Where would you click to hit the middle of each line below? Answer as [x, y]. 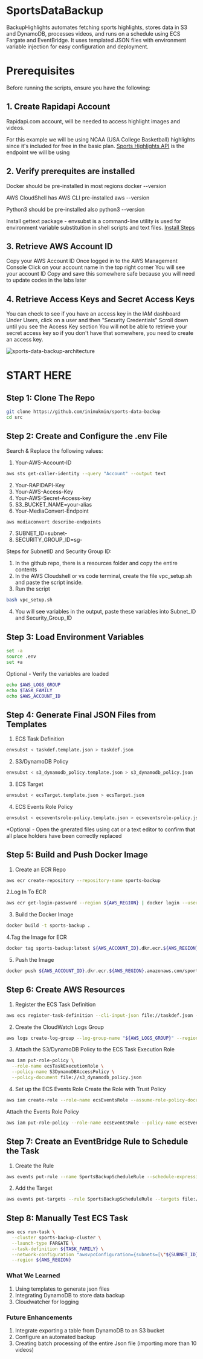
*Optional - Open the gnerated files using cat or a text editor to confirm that [101, 829]
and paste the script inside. [49, 582]
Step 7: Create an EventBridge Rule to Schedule [97, 1142]
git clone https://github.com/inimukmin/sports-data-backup [84, 412]
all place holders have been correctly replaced [64, 835]
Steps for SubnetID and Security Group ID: [59, 551]
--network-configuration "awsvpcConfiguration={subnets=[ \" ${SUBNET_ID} [105, 1254]
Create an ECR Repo [40, 869]
